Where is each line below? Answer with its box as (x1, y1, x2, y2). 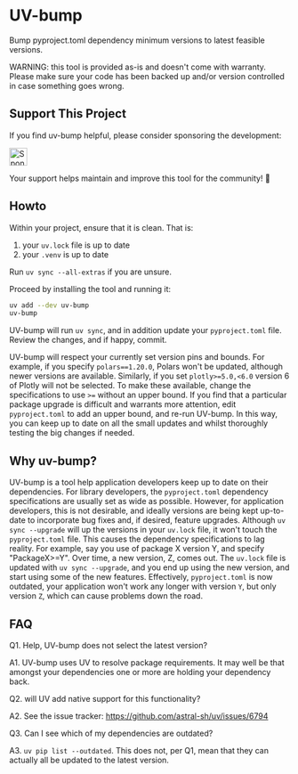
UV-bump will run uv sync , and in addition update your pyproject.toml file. (9, 325, 282, 336)
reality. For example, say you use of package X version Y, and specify (9, 543, 265, 554)
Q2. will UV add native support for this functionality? (9, 693, 201, 704)
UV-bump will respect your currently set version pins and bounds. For (9, 352, 265, 363)
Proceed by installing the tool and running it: (9, 283, 172, 294)
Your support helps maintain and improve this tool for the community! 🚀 (9, 173, 271, 183)
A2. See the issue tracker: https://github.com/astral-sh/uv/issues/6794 (9, 710, 269, 721)
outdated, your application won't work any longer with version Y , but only (9, 581, 278, 592)
